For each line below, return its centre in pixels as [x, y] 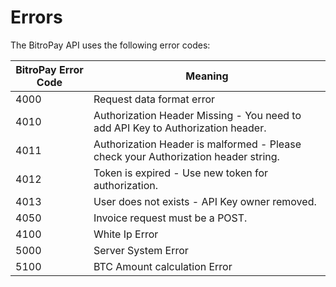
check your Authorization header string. [186, 156]
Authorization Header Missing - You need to [197, 115]
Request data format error [154, 99]
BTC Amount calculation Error [163, 266]
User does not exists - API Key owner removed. [205, 201]
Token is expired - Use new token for [181, 173]
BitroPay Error [49, 69]
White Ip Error [126, 234]
